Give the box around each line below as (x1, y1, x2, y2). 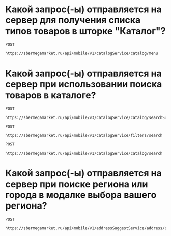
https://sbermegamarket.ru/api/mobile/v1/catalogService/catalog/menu (5, 51, 158, 56)
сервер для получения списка (5, 14, 141, 26)
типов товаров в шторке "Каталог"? (5, 25, 166, 37)
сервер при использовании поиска (5, 79, 162, 90)
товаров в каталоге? (5, 90, 96, 101)
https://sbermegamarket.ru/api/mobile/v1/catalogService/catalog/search (5, 151, 163, 156)
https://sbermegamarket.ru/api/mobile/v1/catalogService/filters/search (5, 133, 163, 138)
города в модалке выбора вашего (5, 189, 157, 201)
